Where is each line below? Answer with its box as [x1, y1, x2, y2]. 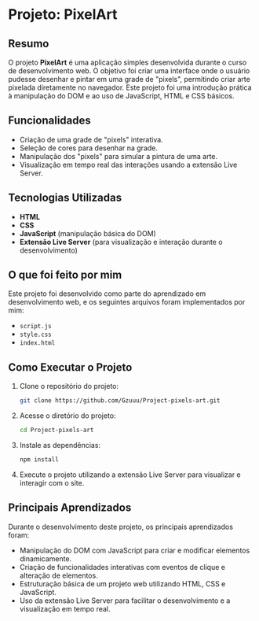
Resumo [8, 37, 49, 50]
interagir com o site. [19, 478, 85, 487]
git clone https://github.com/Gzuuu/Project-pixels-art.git [19, 397, 221, 405]
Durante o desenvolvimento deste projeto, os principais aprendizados [8, 522, 234, 531]
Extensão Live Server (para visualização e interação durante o [19, 237, 223, 246]
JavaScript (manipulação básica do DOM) [19, 228, 157, 238]
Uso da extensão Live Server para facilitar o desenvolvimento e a [19, 596, 231, 605]
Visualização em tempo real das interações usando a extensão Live [19, 160, 238, 169]
